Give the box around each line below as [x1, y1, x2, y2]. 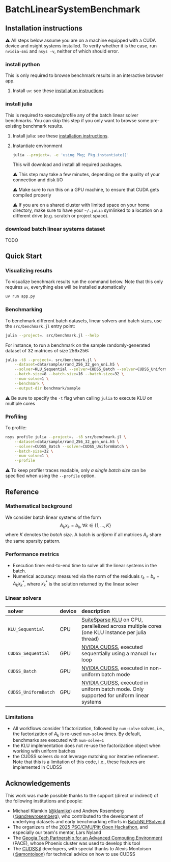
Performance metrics [5, 551, 60, 558]
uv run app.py [5, 294, 36, 299]
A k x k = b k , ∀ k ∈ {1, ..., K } [60, 522, 111, 530]
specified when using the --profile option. [5, 472, 96, 479]
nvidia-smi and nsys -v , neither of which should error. [5, 48, 119, 54]
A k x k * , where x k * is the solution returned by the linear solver [12, 579, 139, 588]
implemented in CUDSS [12, 764, 62, 770]
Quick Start [5, 252, 42, 261]
